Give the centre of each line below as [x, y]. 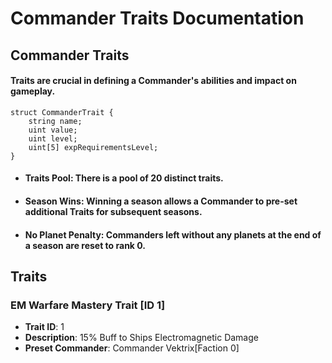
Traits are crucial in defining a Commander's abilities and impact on [153, 81]
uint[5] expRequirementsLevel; [93, 147]
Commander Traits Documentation [157, 18]
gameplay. [33, 91]
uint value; [53, 130]
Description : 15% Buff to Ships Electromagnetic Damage [141, 338]
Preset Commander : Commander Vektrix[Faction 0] [132, 348]
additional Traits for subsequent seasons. [113, 211]
